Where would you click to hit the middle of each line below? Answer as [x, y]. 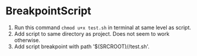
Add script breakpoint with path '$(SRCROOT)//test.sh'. [82, 46]
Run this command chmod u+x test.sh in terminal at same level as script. [102, 27]
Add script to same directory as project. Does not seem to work [92, 33]
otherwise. [27, 40]
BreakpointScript [48, 11]
